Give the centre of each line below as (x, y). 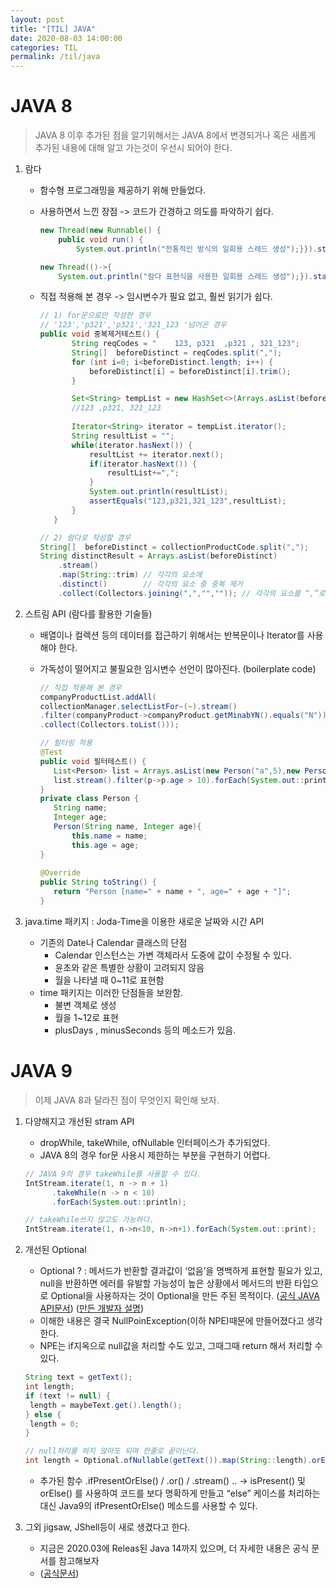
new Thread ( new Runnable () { (100, 231)
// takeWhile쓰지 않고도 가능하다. (89, 1220)
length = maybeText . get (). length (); (106, 1405)
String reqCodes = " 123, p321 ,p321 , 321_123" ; (185, 344)
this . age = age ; (105, 845)
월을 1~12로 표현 (86, 1017)
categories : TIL (44, 47)
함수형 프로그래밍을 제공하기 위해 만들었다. (123, 190)
